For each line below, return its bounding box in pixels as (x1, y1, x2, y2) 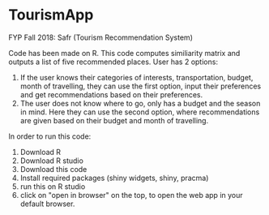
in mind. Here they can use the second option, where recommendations (19, 107, 260, 117)
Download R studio (19, 156, 83, 166)
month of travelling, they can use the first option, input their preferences (19, 81, 262, 91)
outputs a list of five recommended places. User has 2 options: (8, 57, 219, 67)
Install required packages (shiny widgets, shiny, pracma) (19, 173, 209, 183)
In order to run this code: (8, 131, 92, 141)
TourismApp (8, 6, 94, 24)
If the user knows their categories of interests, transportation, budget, (19, 72, 254, 82)
